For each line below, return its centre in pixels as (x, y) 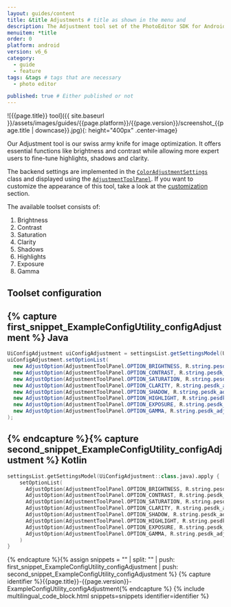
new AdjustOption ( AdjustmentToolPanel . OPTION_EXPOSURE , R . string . (110, 405)
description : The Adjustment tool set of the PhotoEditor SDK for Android (117, 26)
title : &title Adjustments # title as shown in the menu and (97, 20)
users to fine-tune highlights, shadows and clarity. (78, 158)
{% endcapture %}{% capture (73, 439)
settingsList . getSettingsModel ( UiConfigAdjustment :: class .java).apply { (113, 476)
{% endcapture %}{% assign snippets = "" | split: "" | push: (91, 560)
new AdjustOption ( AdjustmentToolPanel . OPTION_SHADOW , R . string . (107, 392)
